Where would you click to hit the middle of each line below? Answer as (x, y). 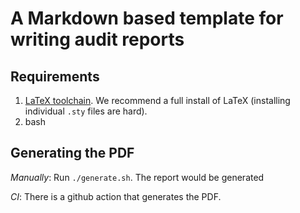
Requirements (55, 76)
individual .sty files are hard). (86, 111)
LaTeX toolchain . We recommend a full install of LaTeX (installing (157, 100)
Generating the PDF (72, 153)
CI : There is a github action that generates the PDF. (116, 196)
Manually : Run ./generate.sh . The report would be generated (137, 177)
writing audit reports (97, 39)
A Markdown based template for (147, 18)
